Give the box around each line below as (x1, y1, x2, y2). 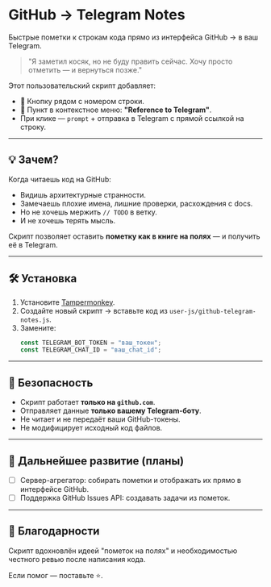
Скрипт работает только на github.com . (19, 398, 156, 407)
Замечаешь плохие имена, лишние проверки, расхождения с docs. (19, 198, 253, 208)
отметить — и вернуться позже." (27, 65, 143, 74)
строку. (19, 122, 47, 131)
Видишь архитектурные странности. (19, 189, 147, 199)
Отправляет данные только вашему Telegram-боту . (19, 406, 202, 416)
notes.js (19, 316, 50, 324)
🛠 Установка (8, 272, 77, 285)
